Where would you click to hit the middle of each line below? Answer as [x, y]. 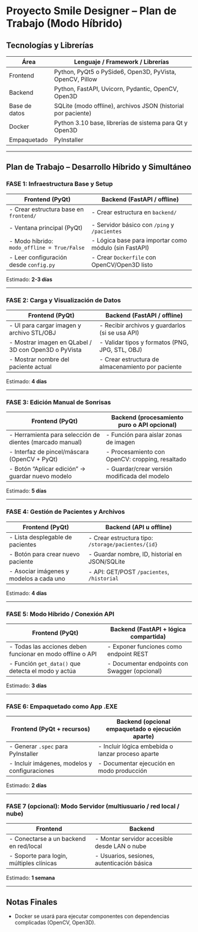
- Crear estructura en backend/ [134, 212]
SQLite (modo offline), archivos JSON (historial [119, 106]
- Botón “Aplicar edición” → [47, 469]
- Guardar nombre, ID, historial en [135, 554]
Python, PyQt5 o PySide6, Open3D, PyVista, [115, 72]
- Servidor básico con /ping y [133, 225]
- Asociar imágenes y [39, 571]
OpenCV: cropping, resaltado [146, 459]
